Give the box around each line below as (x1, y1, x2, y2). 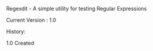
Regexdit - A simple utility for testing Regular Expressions (6, 5, 147, 12)
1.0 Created (6, 40, 35, 46)
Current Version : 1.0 (6, 17, 57, 23)
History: (6, 28, 26, 35)
